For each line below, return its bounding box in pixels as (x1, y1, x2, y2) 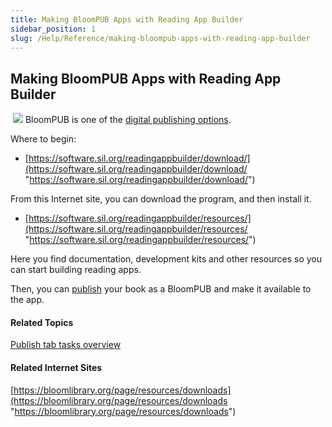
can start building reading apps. (10, 264, 142, 276)
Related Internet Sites (10, 361, 103, 373)
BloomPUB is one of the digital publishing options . (24, 114, 232, 126)
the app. (10, 294, 45, 306)
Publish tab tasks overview (10, 339, 122, 351)
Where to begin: (10, 133, 77, 145)
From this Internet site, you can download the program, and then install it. (10, 193, 312, 205)
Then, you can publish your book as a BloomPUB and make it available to (10, 283, 312, 295)
